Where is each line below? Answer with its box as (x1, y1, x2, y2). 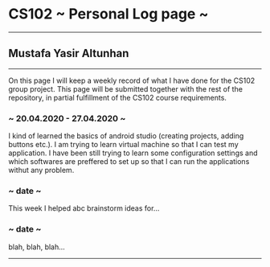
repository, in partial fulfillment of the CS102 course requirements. (8, 92, 227, 102)
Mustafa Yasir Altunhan (8, 47, 129, 60)
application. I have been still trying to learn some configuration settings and (8, 148, 258, 158)
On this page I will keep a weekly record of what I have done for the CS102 (8, 76, 256, 85)
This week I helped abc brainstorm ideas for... (8, 203, 160, 213)
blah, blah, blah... (8, 242, 66, 252)
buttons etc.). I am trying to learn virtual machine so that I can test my (8, 140, 239, 150)
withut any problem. (8, 166, 75, 175)
